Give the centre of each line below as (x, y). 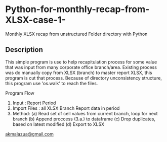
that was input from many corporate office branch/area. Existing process (81, 67)
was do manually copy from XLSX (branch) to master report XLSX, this (79, 73)
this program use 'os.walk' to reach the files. (52, 83)
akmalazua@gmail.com (30, 134)
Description (24, 50)
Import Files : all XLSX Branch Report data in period (66, 108)
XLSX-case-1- (35, 20)
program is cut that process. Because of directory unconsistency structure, (83, 78)
